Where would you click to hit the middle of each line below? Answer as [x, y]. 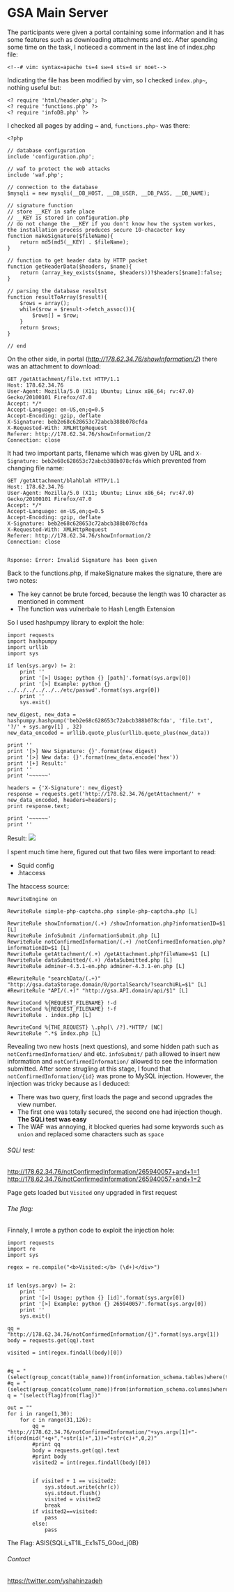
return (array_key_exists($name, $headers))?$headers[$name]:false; [121, 273]
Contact [19, 1558]
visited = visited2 [72, 1500]
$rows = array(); [45, 303]
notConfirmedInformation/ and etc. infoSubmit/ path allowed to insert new [114, 1054]
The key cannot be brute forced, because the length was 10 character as [122, 594]
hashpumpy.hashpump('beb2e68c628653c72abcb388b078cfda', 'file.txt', [110, 720]
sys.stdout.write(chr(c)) [82, 1487]
